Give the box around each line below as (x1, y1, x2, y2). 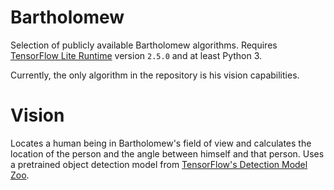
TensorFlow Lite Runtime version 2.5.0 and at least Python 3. (10, 49, 263, 61)
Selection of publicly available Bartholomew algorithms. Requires (10, 39, 278, 51)
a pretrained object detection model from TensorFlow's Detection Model (10, 158, 308, 170)
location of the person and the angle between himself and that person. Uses (10, 147, 325, 160)
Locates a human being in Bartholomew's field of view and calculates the (10, 137, 312, 149)
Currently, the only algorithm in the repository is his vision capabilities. (10, 69, 300, 81)
